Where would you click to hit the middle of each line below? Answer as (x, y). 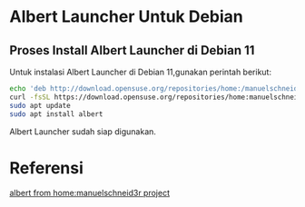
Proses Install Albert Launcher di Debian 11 (132, 50)
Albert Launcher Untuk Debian (126, 17)
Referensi (47, 168)
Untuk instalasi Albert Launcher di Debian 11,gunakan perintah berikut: (141, 72)
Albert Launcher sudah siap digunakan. (83, 131)
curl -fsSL (30, 97)
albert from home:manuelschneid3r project (90, 193)
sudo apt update (40, 105)
